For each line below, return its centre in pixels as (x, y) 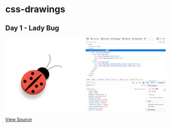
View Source (19, 119)
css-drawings (35, 9)
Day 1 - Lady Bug (32, 28)
